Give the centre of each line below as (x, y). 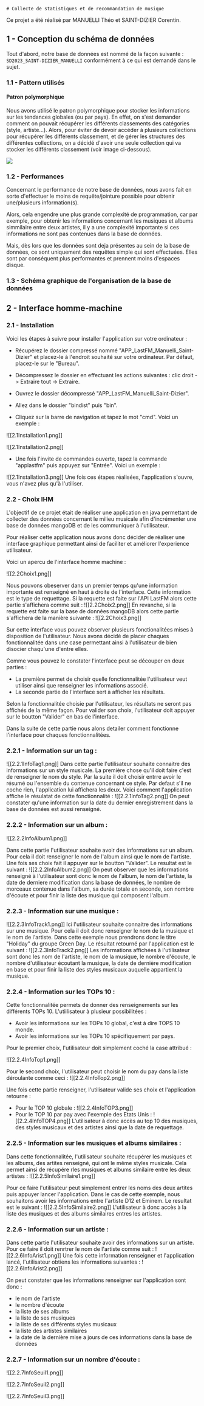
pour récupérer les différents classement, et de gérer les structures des (96, 136)
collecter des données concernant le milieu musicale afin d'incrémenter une (101, 519)
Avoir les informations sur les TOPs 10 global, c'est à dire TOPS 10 (97, 1023)
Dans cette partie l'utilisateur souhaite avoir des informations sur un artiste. (100, 1242)
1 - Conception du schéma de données (80, 39)
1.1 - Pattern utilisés (36, 82)
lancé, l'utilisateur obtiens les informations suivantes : (73, 1262)
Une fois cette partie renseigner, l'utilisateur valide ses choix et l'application (101, 1090)
